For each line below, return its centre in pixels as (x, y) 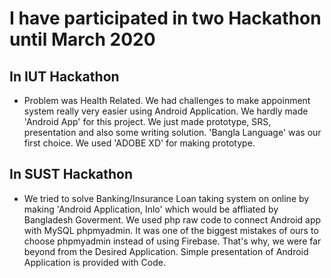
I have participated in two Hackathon (165, 18)
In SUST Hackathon (71, 174)
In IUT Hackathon (64, 76)
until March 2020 (82, 39)
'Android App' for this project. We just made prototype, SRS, (147, 121)
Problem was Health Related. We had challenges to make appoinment (167, 100)
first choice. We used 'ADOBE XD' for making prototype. (139, 143)
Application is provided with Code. (94, 262)
